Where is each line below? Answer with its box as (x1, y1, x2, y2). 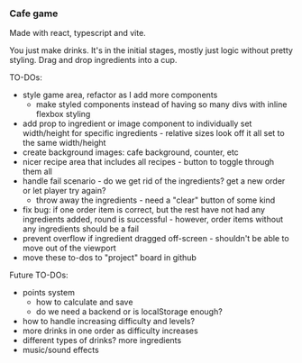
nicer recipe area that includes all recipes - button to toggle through (22, 157, 275, 168)
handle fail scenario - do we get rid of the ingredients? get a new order (22, 176, 286, 186)
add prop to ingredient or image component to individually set (22, 118, 252, 129)
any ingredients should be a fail (22, 223, 140, 234)
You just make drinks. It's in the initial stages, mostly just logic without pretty (9, 45, 293, 56)
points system (22, 287, 75, 298)
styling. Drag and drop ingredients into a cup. (9, 55, 178, 66)
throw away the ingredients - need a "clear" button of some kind (35, 195, 276, 205)
